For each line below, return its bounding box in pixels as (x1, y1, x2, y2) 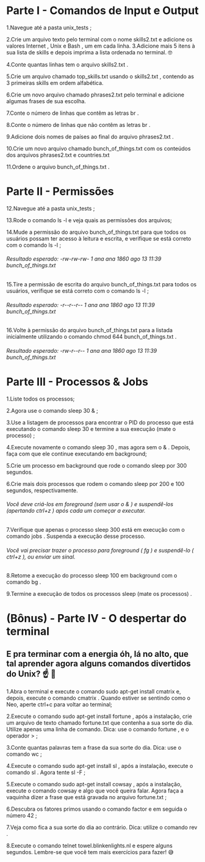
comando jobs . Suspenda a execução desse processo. (6, 532, 146, 540)
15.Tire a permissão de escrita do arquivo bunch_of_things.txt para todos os (6, 281, 197, 288)
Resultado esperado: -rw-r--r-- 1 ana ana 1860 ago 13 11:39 (6, 347, 157, 354)
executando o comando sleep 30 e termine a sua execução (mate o (6, 425, 176, 432)
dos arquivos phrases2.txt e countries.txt (6, 151, 110, 159)
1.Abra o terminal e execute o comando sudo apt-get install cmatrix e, (6, 688, 181, 695)
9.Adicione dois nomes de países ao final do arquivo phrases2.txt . (6, 132, 174, 140)
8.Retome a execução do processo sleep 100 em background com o (6, 572, 178, 579)
